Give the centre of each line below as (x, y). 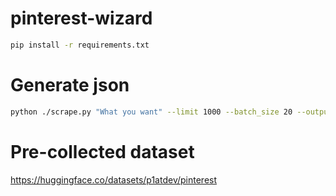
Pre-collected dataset (102, 151)
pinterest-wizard (81, 18)
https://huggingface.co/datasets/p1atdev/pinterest (114, 179)
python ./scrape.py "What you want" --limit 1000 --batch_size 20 (151, 112)
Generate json (70, 85)
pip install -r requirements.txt (80, 45)
